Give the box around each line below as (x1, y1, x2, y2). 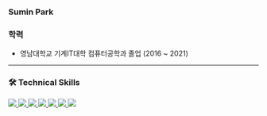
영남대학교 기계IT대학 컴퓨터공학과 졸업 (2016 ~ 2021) (19, 48, 189, 58)
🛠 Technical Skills (8, 77, 81, 88)
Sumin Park (8, 6, 54, 17)
